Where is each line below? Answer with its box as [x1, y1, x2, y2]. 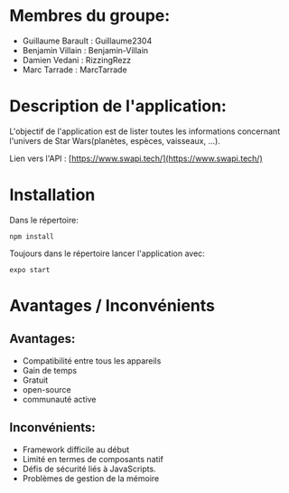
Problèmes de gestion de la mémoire [22, 472, 160, 484]
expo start [9, 265, 51, 274]
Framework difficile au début [22, 444, 129, 455]
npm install [9, 232, 54, 241]
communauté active [22, 393, 97, 404]
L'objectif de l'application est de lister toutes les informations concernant [9, 126, 281, 137]
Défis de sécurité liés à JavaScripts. [22, 463, 156, 474]
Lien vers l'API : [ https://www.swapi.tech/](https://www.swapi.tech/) [9, 153, 264, 164]
